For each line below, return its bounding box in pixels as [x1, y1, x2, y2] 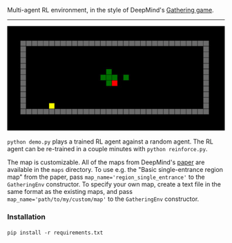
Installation [7, 212, 46, 222]
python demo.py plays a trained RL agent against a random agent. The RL [7, 137, 214, 146]
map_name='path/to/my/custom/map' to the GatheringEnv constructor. [7, 195, 200, 203]
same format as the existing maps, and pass [7, 188, 133, 196]
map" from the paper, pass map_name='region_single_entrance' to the [7, 173, 205, 182]
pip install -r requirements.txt [7, 229, 104, 236]
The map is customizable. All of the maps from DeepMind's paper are [7, 158, 205, 166]
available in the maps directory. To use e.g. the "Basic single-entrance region [7, 166, 223, 174]
